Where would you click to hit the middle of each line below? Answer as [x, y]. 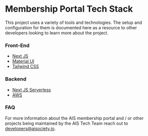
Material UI [23, 61]
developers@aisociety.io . [31, 128]
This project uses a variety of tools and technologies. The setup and [74, 22]
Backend [16, 79]
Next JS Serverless [32, 90]
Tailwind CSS [25, 66]
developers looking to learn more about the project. [57, 33]
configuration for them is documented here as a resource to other [71, 27]
